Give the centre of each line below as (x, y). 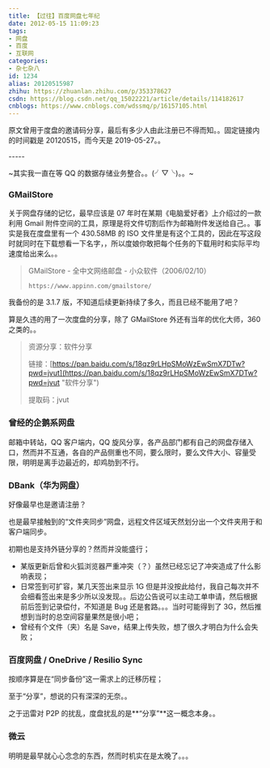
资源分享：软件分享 (60, 347)
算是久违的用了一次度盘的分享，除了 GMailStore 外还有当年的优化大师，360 (135, 320)
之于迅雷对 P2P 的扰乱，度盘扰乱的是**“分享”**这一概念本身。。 (114, 714)
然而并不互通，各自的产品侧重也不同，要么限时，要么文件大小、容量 (135, 452)
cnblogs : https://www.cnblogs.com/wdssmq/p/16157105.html (108, 106)
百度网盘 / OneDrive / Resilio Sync (76, 660)
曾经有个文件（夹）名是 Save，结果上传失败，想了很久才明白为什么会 (136, 627)
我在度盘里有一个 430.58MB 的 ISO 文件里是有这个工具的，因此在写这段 (141, 233)
